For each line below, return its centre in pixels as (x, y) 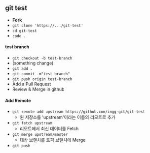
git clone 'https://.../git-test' (48, 26)
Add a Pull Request (32, 84)
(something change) (33, 63)
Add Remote (18, 100)
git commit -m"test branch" (41, 74)
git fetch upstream (32, 123)
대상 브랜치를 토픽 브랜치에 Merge (53, 140)
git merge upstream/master (40, 135)
